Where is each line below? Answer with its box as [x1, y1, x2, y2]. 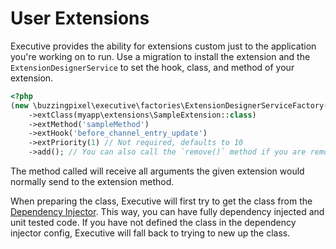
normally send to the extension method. [10, 176, 175, 188]
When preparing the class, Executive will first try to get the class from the [10, 195, 313, 207]
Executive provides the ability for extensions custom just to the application [10, 40, 317, 52]
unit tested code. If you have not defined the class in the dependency [10, 217, 297, 229]
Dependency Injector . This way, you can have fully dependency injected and [10, 206, 325, 218]
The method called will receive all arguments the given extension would [10, 165, 305, 177]
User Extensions [10, 7, 150, 30]
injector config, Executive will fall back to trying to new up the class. [10, 227, 291, 239]
